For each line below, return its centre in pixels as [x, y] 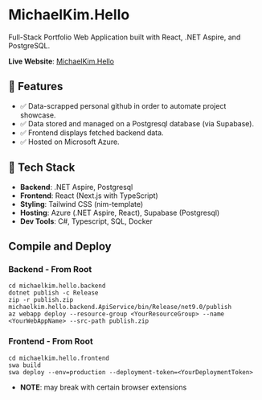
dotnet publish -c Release [53, 293]
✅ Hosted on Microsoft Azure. [70, 142]
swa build [25, 365]
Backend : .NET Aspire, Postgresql [76, 187]
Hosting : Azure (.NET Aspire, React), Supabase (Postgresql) [120, 212]
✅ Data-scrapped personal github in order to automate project [123, 105]
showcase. [38, 115]
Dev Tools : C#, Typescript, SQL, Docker [86, 221]
